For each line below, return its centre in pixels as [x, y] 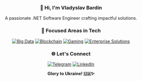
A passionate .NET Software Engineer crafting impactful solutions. [71, 18]
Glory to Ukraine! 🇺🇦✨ [71, 73]
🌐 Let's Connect [71, 54]
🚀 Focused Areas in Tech [71, 31]
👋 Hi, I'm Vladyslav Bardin [71, 8]
